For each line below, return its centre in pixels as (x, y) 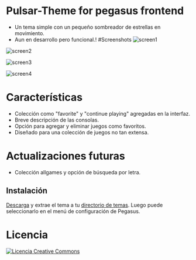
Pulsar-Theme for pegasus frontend (95, 11)
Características (44, 97)
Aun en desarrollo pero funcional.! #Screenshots (73, 39)
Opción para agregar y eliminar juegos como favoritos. (80, 126)
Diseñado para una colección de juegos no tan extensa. (82, 132)
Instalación (27, 191)
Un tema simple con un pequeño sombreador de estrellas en (87, 27)
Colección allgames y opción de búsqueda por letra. (78, 172)
